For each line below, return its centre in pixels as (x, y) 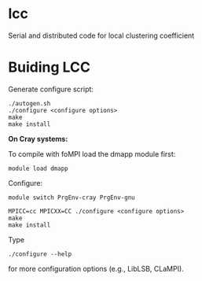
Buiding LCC (50, 67)
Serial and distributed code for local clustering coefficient (101, 35)
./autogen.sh (29, 103)
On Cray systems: (38, 139)
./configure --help (40, 254)
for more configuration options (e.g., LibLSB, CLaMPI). (96, 268)
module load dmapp (38, 168)
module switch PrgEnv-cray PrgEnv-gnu (72, 198)
